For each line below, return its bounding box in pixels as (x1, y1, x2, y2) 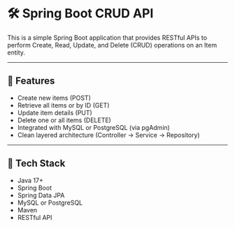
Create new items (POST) (17, 94, 91, 102)
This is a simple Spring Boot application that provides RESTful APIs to (7, 33, 208, 42)
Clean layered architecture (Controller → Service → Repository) (17, 131, 201, 139)
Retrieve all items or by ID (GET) (17, 101, 110, 109)
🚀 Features (7, 75, 55, 87)
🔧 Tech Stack (7, 158, 66, 170)
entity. (7, 48, 26, 57)
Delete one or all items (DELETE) (17, 116, 112, 124)
